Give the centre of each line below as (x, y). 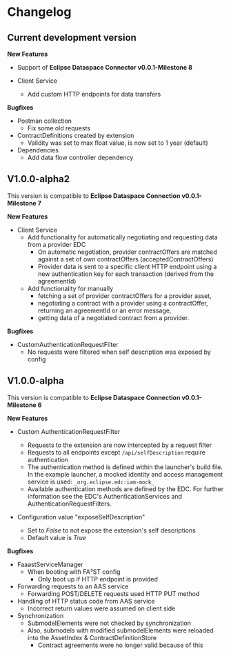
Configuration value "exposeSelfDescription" (81, 517)
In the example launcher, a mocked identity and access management (125, 474)
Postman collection (44, 121)
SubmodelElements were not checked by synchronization (109, 623)
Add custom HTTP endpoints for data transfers (94, 94)
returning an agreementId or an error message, (104, 310)
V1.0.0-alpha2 (39, 179)
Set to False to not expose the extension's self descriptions (112, 530)
